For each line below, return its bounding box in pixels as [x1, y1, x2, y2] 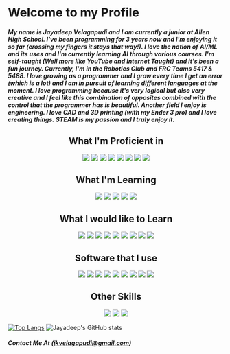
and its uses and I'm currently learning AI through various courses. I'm [8, 49, 215, 58]
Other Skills [91, 291, 141, 303]
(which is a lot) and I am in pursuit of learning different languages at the [8, 79, 218, 87]
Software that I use [75, 252, 157, 263]
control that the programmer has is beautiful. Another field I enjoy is [8, 101, 207, 109]
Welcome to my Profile [8, 5, 140, 21]
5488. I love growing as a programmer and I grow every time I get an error [8, 71, 223, 80]
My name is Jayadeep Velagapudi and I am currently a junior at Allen [8, 27, 210, 36]
